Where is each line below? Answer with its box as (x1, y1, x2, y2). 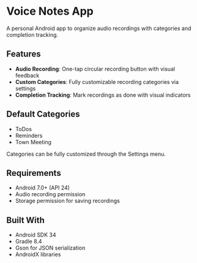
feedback (15, 72, 40, 79)
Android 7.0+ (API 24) (15, 184, 70, 191)
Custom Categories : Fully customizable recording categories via (15, 78, 179, 85)
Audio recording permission (15, 191, 86, 198)
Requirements (6, 167, 61, 178)
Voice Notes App (6, 4, 94, 18)
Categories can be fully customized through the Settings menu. (6, 150, 166, 158)
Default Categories (6, 109, 81, 120)
